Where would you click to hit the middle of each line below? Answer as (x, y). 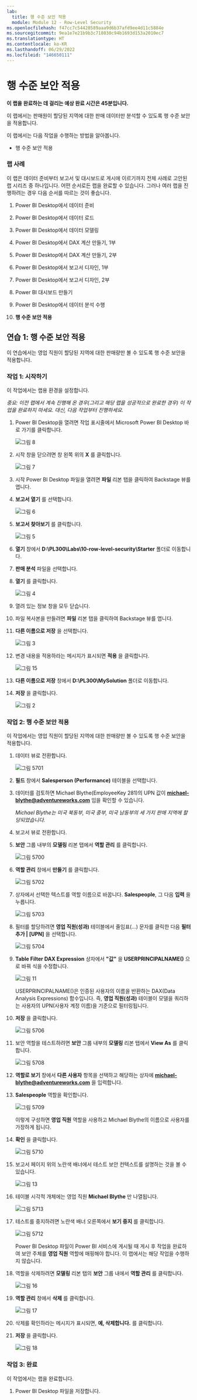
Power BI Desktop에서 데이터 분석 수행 (60, 304)
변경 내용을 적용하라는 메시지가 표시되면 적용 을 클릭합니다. (82, 655)
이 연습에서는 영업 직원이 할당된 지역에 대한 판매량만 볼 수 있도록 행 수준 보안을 (96, 352)
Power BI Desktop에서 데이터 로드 (55, 218)
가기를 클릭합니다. (42, 429)
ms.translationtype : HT (36, 39)
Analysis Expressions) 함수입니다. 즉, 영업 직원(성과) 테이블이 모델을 (94, 999)
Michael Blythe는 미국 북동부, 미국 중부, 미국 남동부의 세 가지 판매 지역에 (98, 813)
